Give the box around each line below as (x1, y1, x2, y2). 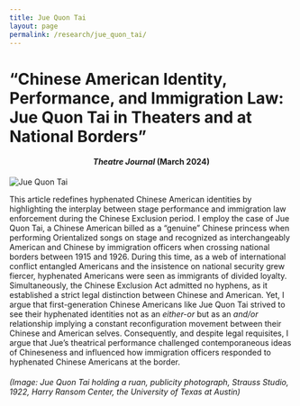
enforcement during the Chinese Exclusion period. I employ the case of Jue (9, 212, 290, 223)
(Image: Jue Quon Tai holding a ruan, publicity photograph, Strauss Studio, (9, 377, 289, 388)
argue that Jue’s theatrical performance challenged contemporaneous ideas (9, 337, 292, 347)
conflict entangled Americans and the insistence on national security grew (9, 260, 286, 271)
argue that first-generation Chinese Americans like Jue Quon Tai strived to (9, 299, 286, 310)
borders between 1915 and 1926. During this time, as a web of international (9, 251, 286, 262)
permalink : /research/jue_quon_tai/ (9, 30, 147, 39)
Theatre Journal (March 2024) (93, 157, 210, 167)
